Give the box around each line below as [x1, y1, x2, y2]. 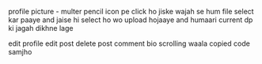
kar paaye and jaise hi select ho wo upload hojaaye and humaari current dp [8, 15, 253, 24]
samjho [8, 47, 32, 56]
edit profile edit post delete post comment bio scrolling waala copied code [8, 39, 251, 48]
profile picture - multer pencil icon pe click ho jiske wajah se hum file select [8, 7, 255, 16]
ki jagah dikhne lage [8, 24, 74, 32]
